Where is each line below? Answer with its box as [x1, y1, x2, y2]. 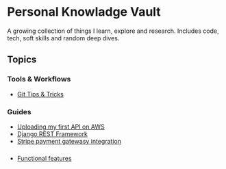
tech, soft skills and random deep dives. [7, 34, 120, 42]
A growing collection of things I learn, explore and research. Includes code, [7, 27, 219, 35]
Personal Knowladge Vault [7, 4, 161, 20]
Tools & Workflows [7, 75, 71, 84]
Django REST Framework [16, 129, 88, 138]
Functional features [16, 154, 72, 162]
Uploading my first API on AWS [16, 122, 105, 131]
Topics [7, 54, 37, 66]
